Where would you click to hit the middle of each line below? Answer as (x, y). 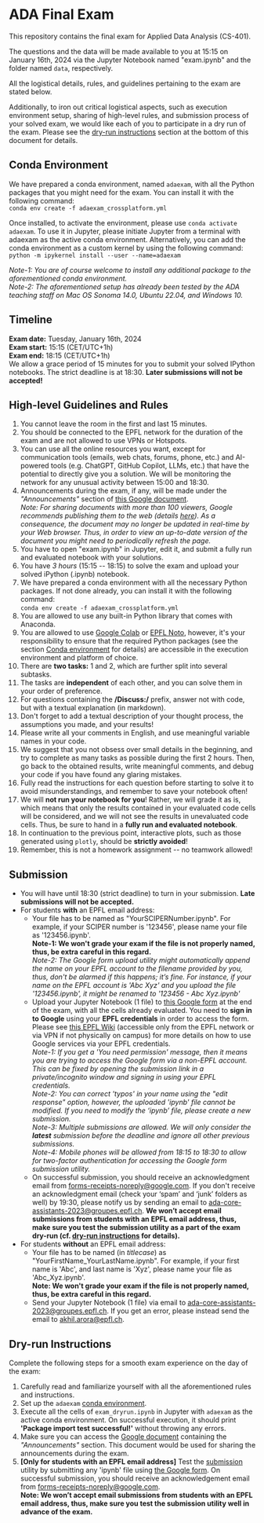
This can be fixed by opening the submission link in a (118, 1069)
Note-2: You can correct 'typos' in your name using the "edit (130, 1094)
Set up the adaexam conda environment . (83, 1403)
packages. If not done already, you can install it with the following (126, 591)
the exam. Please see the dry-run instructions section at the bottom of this (129, 132)
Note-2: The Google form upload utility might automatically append (141, 960)
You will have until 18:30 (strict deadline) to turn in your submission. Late (137, 894)
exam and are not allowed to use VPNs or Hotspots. (103, 441)
